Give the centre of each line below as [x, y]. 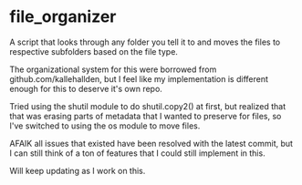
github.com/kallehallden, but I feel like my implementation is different [139, 78]
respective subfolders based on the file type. [94, 51]
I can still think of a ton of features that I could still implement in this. [138, 153]
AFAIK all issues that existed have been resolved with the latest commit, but [151, 143]
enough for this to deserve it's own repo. [86, 88]
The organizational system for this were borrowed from [113, 69]
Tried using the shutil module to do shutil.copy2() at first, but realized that [148, 106]
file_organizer [63, 17]
